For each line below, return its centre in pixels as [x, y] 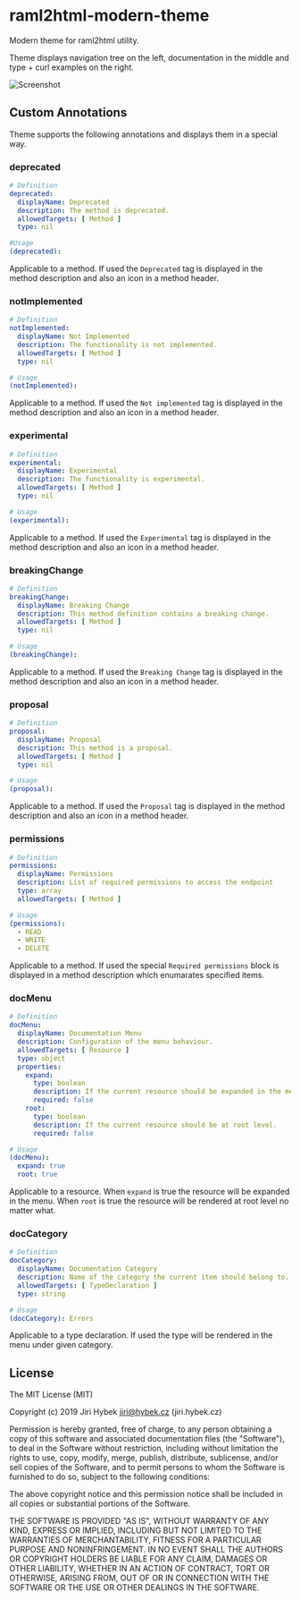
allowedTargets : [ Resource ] [73, 1050]
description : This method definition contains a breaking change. [143, 614]
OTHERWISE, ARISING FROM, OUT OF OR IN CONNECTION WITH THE [139, 1578]
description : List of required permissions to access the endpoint [146, 882]
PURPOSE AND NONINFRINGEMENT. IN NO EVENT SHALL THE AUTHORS [146, 1550]
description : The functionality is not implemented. [117, 345]
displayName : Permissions [66, 874]
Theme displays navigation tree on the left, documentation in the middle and [150, 57]
